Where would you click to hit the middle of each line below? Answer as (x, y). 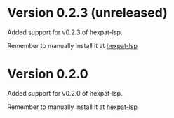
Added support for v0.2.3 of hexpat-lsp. (65, 32)
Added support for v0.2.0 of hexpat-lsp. (65, 93)
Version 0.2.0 (48, 74)
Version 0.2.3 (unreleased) (87, 13)
